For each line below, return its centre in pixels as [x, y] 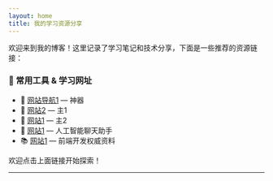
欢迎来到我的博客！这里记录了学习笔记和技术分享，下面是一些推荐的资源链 [133, 47]
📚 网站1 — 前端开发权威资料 [68, 140]
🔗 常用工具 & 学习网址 [50, 80]
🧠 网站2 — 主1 [43, 110]
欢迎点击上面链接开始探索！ [55, 160]
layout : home [30, 16]
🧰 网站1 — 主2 [43, 120]
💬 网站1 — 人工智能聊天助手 [66, 130]
